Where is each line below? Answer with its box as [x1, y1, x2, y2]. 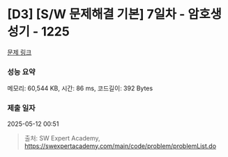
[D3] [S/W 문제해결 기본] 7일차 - [7, 6, 185, 22]
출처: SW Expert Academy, [24, 133, 100, 142]
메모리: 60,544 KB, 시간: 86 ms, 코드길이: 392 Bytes [7, 84, 153, 92]
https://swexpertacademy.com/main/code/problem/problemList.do [24, 142, 217, 150]
